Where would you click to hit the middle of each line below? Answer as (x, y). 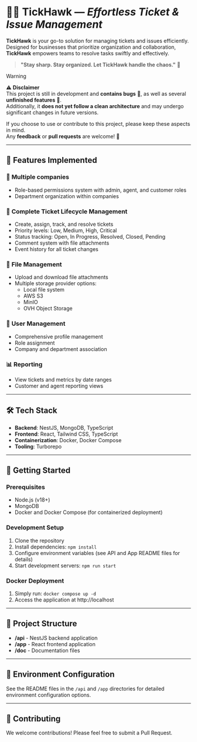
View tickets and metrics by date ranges (63, 379)
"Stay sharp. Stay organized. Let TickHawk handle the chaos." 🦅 (100, 65)
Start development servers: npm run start (65, 565)
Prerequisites (26, 487)
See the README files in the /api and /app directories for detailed (85, 688)
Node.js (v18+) (32, 500)
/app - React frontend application (55, 644)
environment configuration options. (49, 695)
